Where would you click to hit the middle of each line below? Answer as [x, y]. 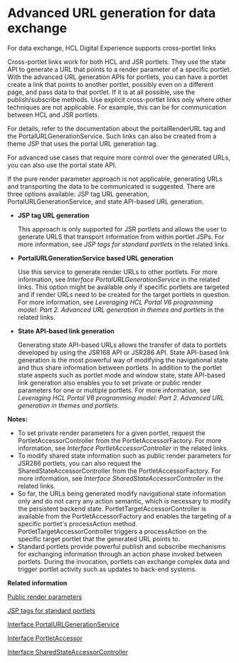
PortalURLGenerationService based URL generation [95, 258]
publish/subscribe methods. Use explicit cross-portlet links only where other [119, 99]
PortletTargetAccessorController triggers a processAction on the [112, 531]
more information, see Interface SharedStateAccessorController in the [121, 478]
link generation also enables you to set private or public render [109, 382]
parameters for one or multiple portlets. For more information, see [114, 390]
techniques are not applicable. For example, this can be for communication [117, 107]
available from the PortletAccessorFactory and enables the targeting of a [124, 516]
